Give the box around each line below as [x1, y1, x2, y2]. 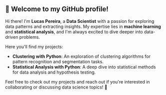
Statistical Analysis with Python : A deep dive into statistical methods [12, 64, 156, 70]
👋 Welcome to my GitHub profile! [5, 5, 109, 13]
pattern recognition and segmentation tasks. [12, 58, 104, 65]
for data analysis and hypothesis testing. [12, 69, 96, 75]
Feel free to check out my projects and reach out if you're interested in [5, 79, 151, 85]
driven [5, 34, 18, 40]
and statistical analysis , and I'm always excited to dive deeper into [5, 28, 143, 35]
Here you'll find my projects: [5, 43, 63, 50]
